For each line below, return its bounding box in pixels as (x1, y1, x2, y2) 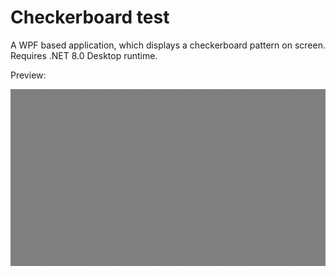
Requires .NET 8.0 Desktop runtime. (10, 49, 158, 61)
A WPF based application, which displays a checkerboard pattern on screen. (10, 39, 326, 51)
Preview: (10, 69, 47, 81)
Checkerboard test (10, 6, 170, 29)
